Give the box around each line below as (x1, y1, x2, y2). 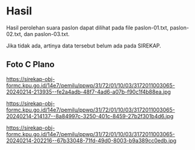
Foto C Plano (6, 59, 55, 70)
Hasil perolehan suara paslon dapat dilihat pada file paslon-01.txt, (6, 24, 169, 31)
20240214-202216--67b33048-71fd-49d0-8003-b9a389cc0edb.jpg (6, 137, 176, 144)
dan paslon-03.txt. (23, 30, 70, 37)
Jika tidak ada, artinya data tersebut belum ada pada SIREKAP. (6, 42, 161, 49)
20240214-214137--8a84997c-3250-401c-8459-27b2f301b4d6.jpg (6, 112, 174, 119)
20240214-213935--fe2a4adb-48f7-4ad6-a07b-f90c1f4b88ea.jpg (6, 88, 172, 95)
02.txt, (6, 30, 23, 37)
